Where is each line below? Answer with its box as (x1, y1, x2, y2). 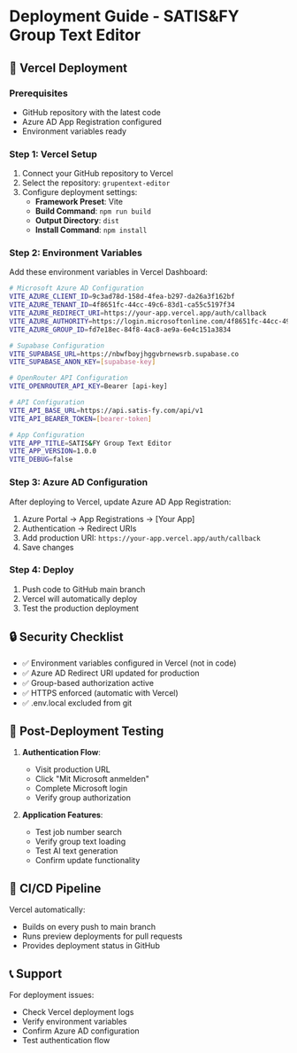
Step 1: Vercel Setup (9, 148, 97, 160)
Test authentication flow (21, 1035, 110, 1046)
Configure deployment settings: (21, 187, 138, 198)
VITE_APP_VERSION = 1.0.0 (9, 447, 97, 456)
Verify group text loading (34, 836, 126, 847)
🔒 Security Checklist (9, 629, 124, 644)
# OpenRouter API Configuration (9, 374, 128, 383)
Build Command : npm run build (34, 206, 152, 216)
